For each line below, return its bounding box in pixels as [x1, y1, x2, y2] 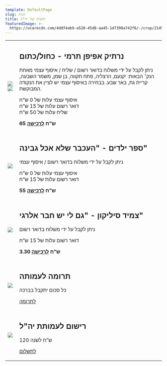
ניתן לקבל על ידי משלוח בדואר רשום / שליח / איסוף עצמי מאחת [19, 67, 153, 73]
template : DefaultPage [5, 7, 52, 12]
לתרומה [19, 298, 36, 305]
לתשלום [19, 348, 36, 355]
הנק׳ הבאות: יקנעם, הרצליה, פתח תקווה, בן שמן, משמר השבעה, [19, 73, 155, 79]
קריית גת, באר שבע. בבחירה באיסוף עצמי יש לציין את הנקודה [19, 79, 148, 86]
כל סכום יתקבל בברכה [19, 287, 67, 293]
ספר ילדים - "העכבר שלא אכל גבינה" [19, 144, 148, 153]
